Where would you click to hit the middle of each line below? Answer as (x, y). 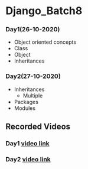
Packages (26, 102)
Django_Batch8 (44, 11)
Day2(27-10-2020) (33, 76)
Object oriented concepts (45, 42)
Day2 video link (28, 160)
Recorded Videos (38, 127)
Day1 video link (27, 144)
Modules (25, 108)
